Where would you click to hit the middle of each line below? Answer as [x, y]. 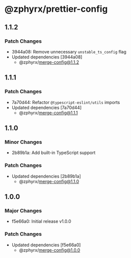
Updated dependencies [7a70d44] [47, 107]
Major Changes [23, 210]
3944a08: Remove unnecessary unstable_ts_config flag [69, 52]
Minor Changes [23, 142]
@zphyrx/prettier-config [56, 9]
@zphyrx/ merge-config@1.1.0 [49, 181]
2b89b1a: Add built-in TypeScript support [53, 153]
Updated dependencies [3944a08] [47, 57]
